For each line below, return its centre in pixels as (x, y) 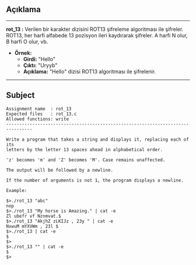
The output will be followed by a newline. (60, 170)
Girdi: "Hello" (39, 59)
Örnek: (23, 53)
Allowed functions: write (37, 119)
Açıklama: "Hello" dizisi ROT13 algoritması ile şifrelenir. (90, 71)
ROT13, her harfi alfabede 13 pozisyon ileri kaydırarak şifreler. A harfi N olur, (97, 35)
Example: (17, 190)
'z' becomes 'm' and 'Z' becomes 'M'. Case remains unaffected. (86, 160)
